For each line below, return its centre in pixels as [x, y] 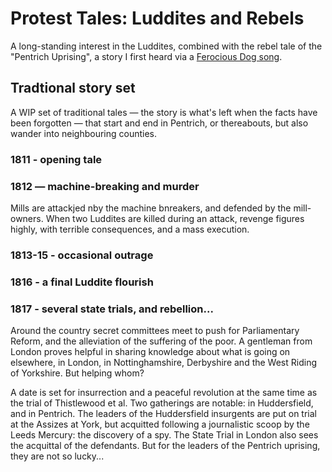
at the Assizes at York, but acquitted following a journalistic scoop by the [160, 424]
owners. [27, 218]
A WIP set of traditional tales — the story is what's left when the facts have [164, 112]
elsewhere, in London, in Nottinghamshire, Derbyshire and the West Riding [163, 363]
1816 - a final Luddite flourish [82, 282]
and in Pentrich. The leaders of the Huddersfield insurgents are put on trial [163, 414]
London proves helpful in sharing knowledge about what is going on [150, 352]
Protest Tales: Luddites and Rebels [157, 18]
